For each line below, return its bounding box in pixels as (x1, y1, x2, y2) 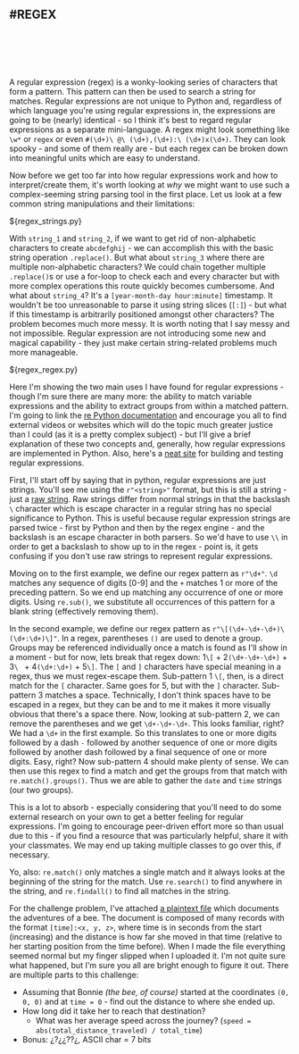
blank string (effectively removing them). (9, 606, 159, 616)
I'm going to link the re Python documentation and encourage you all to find (9, 410, 287, 421)
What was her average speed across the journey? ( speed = (35, 1015, 252, 1025)
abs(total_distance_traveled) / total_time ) (35, 1025, 203, 1035)
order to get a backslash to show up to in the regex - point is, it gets (9, 540, 259, 552)
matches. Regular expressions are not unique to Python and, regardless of (9, 96, 283, 106)
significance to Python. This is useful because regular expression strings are (9, 513, 291, 523)
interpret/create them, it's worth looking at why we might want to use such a (9, 179, 290, 190)
